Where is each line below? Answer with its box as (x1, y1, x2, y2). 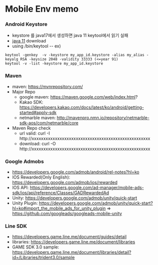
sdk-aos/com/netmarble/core (19, 120, 79, 125)
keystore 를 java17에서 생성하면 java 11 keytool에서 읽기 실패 (12, 33, 129, 39)
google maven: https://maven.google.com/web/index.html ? (19, 94, 138, 100)
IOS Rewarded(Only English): (12, 174, 70, 180)
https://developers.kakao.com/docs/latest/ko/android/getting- (19, 104, 144, 110)
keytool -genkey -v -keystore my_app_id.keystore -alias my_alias (5, 53, 145, 58)
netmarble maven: (19, 115, 56, 121)
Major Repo (12, 89, 35, 95)
